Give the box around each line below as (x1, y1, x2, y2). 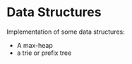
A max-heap (16, 41, 54, 49)
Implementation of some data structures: (6, 27, 125, 36)
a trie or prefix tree (16, 49, 72, 57)
